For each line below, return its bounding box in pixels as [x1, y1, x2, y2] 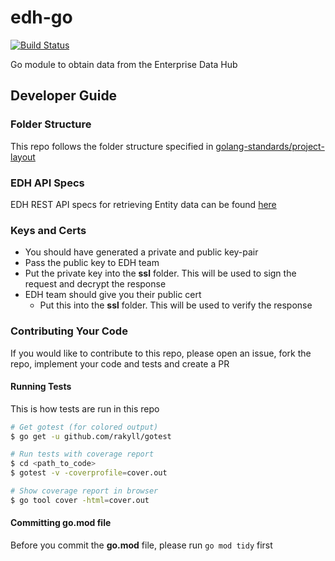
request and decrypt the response [24, 278, 167, 290]
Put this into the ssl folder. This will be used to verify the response [39, 299, 313, 311]
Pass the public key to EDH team [24, 257, 160, 269]
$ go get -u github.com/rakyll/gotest [10, 431, 172, 441]
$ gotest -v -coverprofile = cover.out [10, 468, 168, 478]
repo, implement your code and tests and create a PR [10, 357, 230, 370]
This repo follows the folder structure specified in [10, 140, 214, 152]
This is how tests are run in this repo [10, 402, 160, 415]
